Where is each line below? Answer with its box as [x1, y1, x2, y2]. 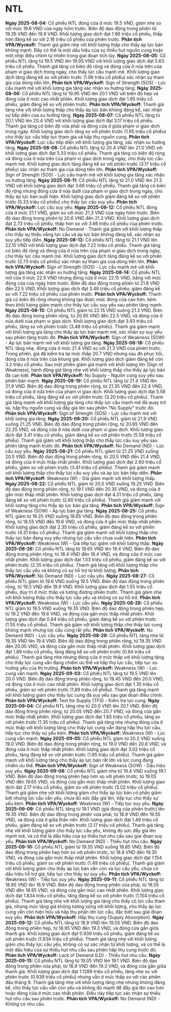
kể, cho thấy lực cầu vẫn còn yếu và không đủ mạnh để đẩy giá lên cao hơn [5, 984, 164, 991]
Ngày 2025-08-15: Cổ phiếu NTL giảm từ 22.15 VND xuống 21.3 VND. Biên [5, 307, 163, 313]
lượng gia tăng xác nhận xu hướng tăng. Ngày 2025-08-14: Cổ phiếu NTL [5, 269, 161, 275]
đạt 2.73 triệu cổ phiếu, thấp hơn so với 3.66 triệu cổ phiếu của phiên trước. [5, 220, 164, 226]
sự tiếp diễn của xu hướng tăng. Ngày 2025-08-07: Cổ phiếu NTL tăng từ [5, 112, 161, 118]
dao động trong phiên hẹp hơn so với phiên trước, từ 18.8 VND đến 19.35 [5, 849, 157, 855]
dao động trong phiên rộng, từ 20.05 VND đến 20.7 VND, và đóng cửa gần [5, 708, 161, 714]
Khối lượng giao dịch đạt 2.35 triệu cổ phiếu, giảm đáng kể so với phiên [5, 524, 155, 530]
